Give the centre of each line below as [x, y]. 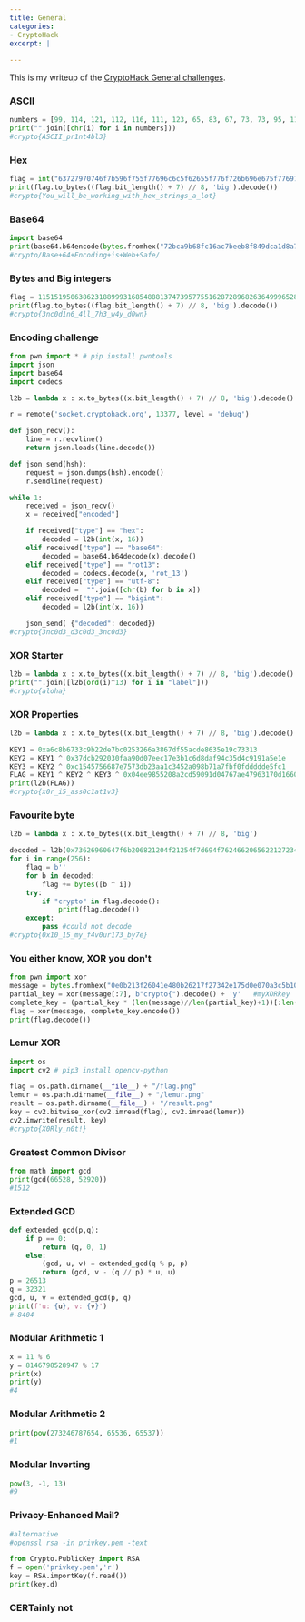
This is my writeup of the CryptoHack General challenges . [118, 77]
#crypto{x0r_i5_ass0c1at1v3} [64, 792]
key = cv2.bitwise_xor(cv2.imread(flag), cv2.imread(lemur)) [128, 1112]
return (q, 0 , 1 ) [74, 1247]
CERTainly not [41, 1607]
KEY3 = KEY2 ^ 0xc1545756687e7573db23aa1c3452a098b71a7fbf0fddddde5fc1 [148, 766]
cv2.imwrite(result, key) [58, 1120]
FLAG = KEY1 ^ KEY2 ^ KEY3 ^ [64, 775]
